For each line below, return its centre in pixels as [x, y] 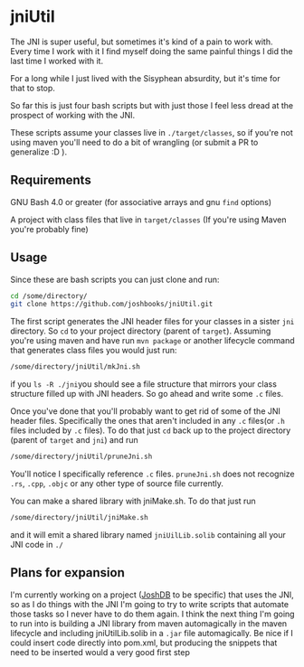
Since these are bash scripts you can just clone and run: [115, 279]
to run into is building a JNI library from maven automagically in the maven [149, 623]
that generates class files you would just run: [94, 351]
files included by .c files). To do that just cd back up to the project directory [151, 430]
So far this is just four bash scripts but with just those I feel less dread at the [152, 105]
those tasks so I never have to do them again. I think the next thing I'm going [152, 614]
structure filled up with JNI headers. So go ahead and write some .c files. [147, 394]
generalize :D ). [38, 152]
